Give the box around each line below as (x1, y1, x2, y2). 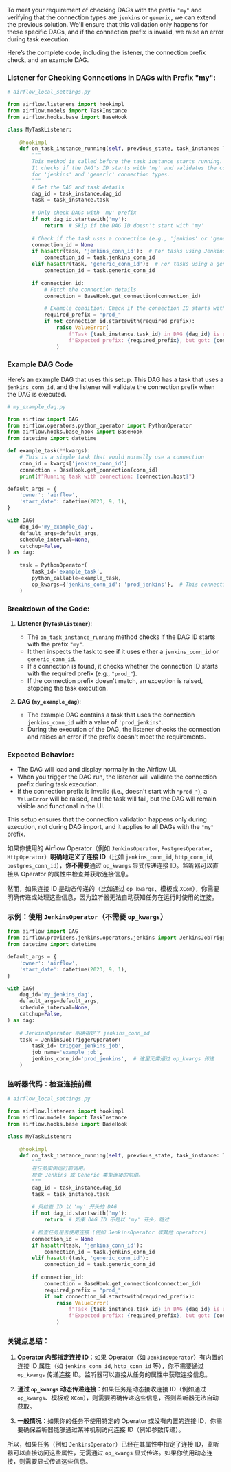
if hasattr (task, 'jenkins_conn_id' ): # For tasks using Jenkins (32, 248, 226, 255)
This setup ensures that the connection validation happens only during (7, 815, 208, 823)
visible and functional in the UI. (16, 802, 105, 810)
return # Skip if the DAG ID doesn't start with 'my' (43, 222, 205, 229)
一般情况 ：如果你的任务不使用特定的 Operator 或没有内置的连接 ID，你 (16, 1417, 217, 1425)
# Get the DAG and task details (32, 184, 125, 191)
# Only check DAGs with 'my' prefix (32, 209, 137, 216)
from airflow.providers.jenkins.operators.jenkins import (7, 934, 177, 942)
